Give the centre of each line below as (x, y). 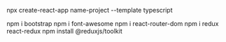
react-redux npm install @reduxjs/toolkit (65, 31)
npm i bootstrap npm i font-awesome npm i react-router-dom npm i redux (113, 23)
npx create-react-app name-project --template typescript (90, 10)
